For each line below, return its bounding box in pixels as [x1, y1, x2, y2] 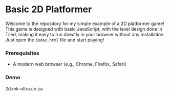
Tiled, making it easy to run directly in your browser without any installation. [5, 31, 165, 37]
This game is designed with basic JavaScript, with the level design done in [5, 26, 163, 32]
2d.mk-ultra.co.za [5, 85, 43, 91]
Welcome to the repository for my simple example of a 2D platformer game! [5, 20, 165, 27]
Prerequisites [5, 50, 39, 57]
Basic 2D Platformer [5, 4, 92, 15]
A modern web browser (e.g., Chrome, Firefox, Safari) [12, 61, 126, 67]
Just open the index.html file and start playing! [5, 37, 104, 43]
